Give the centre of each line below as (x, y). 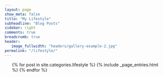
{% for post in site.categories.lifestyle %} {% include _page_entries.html (85, 65)
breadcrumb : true (22, 37)
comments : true (20, 32)
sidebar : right (20, 28)
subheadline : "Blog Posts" (32, 23)
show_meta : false (22, 14)
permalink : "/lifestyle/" (31, 51)
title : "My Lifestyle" (28, 19)
